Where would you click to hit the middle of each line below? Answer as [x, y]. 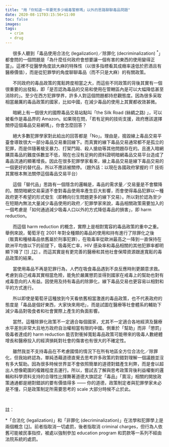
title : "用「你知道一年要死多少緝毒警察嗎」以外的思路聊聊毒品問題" [68, 10]
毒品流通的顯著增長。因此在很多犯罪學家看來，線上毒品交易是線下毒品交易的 [84, 161]
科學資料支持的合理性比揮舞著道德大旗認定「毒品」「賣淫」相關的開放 [86, 376]
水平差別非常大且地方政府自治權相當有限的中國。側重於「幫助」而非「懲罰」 [84, 328]
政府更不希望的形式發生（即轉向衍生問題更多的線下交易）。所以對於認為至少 [83, 197]
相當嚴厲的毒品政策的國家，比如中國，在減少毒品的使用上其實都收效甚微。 [82, 102]
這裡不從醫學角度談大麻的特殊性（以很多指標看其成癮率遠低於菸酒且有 [89, 66]
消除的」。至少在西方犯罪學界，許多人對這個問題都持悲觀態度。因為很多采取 [83, 95]
